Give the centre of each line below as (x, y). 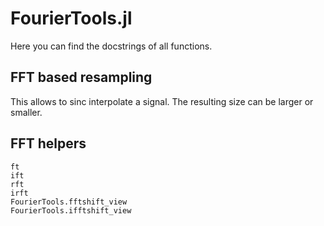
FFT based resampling (81, 77)
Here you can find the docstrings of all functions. (111, 46)
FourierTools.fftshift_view (69, 202)
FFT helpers (48, 143)
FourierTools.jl (71, 18)
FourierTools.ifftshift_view (71, 210)
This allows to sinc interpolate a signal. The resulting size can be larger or (162, 101)
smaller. (26, 112)
